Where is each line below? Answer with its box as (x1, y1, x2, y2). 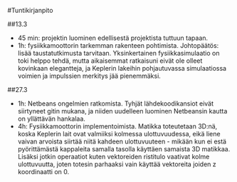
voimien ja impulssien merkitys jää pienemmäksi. (17, 71, 162, 80)
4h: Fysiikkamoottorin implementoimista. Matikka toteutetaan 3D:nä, (17, 122, 218, 131)
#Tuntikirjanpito (7, 6, 53, 14)
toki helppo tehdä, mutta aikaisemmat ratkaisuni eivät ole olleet (17, 56, 203, 65)
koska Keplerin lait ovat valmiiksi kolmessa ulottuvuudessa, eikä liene (17, 130, 221, 138)
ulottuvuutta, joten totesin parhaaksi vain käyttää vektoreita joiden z (17, 160, 217, 168)
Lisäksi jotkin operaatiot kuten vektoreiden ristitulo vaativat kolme (17, 153, 210, 161)
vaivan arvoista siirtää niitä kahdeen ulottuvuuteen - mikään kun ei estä (17, 137, 226, 146)
